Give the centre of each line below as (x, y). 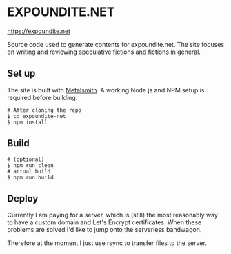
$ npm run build (30, 177)
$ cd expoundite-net (37, 116)
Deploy (23, 198)
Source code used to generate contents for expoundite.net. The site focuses (116, 44)
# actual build (29, 171)
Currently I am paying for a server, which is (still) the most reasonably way (113, 215)
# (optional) (26, 159)
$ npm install (28, 122)
